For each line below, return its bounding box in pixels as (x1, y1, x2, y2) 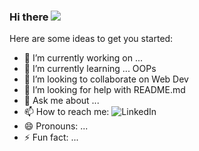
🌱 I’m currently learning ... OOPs (23, 63, 157, 75)
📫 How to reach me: (23, 106, 110, 118)
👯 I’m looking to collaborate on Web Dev (23, 73, 189, 85)
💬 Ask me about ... (23, 95, 100, 107)
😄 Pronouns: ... (23, 120, 89, 132)
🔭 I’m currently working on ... (23, 52, 143, 64)
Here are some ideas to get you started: (9, 33, 174, 45)
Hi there (9, 10, 49, 24)
